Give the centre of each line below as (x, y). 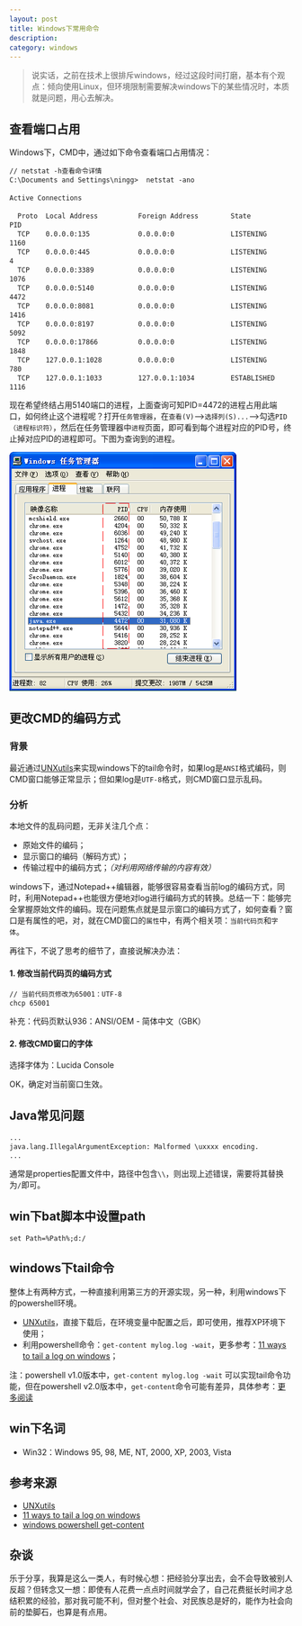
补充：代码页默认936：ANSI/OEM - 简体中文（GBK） (108, 1021)
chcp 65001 (30, 1004)
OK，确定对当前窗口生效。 (58, 1084)
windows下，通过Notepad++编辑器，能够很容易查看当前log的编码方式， (143, 887)
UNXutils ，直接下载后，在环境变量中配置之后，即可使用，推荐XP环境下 (154, 1322)
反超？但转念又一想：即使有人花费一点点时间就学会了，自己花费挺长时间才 (147, 1590)
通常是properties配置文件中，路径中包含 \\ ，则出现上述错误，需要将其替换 (147, 1174)
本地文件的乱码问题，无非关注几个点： (80, 826)
